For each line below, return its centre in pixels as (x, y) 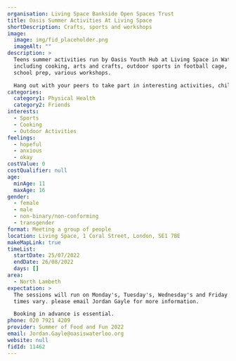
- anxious (28, 151)
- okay (23, 158)
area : (15, 275)
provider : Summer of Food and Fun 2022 (66, 327)
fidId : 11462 (26, 347)
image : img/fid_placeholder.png (61, 40)
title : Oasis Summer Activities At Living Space (80, 20)
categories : (25, 92)
